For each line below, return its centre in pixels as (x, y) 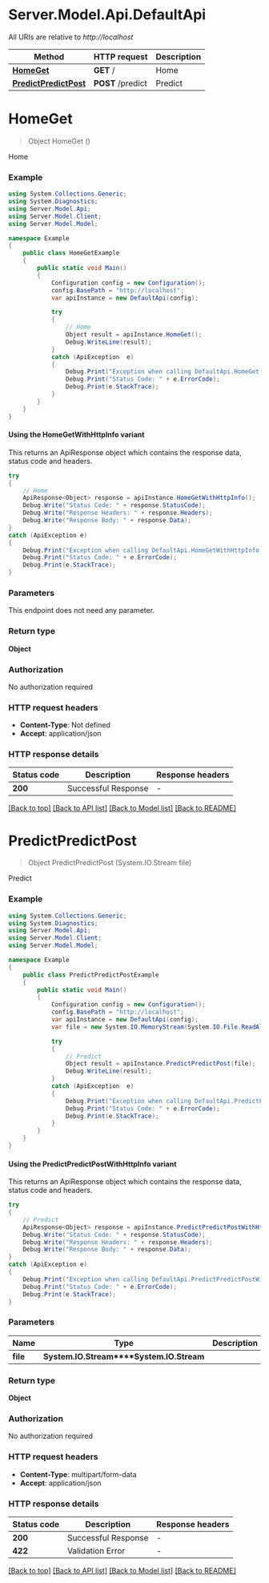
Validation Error (96, 1550)
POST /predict (120, 83)
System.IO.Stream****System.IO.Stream (124, 1356)
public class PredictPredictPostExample (91, 975)
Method (49, 56)
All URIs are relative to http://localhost (71, 37)
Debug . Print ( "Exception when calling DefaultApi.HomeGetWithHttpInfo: (143, 550)
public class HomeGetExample (71, 253)
